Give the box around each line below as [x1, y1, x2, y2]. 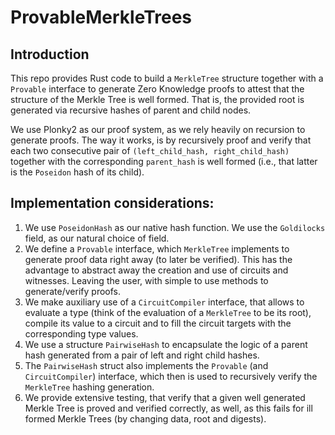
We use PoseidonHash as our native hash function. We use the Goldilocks [24, 221, 326, 233]
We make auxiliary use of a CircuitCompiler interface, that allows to [24, 296, 305, 308]
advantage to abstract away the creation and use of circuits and [24, 264, 289, 276]
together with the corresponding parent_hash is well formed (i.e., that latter [10, 156, 318, 167]
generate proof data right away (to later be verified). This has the [24, 253, 293, 265]
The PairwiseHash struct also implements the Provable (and [24, 359, 269, 371]
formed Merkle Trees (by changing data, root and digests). [24, 412, 267, 425]
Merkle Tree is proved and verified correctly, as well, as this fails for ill [24, 402, 313, 414]
